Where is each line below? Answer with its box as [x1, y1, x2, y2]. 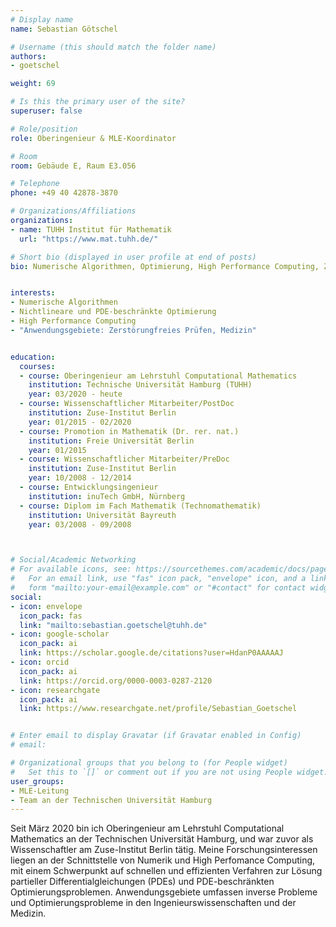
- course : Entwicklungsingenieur [19, 482, 159, 492]
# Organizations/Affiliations [10, 206, 137, 216]
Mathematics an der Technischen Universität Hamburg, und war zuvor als [10, 833, 314, 845]
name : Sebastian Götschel [10, 24, 118, 34]
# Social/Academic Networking [10, 555, 137, 565]
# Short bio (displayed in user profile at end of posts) [10, 252, 257, 262]
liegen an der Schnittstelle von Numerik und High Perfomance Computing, [10, 854, 316, 866]
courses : [19, 361, 56, 371]
